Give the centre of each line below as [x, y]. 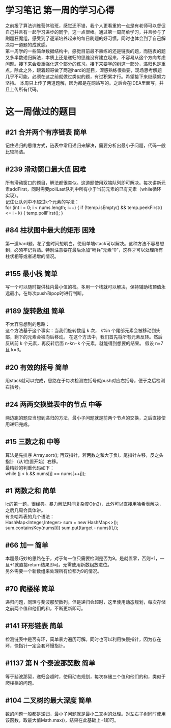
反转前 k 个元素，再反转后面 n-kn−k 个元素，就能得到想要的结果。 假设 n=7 [84, 343]
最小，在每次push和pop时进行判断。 [48, 293]
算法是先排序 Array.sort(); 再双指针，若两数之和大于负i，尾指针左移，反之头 [84, 455]
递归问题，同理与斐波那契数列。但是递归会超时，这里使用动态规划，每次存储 [85, 602]
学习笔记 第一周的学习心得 [60, 10]
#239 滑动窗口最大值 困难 [46, 170]
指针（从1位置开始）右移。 [33, 461]
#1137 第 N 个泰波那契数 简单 [50, 663]
